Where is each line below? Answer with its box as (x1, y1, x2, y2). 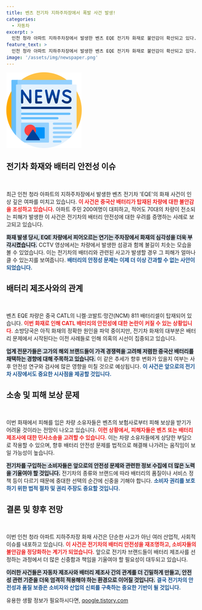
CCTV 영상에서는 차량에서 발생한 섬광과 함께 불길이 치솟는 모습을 (38, 241, 192, 248)
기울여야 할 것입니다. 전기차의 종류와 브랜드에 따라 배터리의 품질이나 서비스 (12, 469, 188, 477)
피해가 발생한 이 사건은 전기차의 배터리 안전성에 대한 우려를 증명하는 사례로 (12, 213, 188, 220)
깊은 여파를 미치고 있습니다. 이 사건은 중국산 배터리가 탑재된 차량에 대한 (12, 197, 178, 205)
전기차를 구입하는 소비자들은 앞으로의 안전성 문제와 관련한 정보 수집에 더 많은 (6, 462, 185, 469)
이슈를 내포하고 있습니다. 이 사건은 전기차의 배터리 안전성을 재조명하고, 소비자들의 (6, 541, 197, 548)
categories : (6, 16, 36, 22)
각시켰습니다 (6, 241, 36, 248)
